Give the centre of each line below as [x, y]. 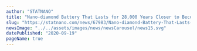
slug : [13, 22]
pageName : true [25, 39]
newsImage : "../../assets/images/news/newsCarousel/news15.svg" [86, 28]
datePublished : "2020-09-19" [42, 33]
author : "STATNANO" [30, 11]
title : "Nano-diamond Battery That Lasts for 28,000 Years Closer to [93, 17]
